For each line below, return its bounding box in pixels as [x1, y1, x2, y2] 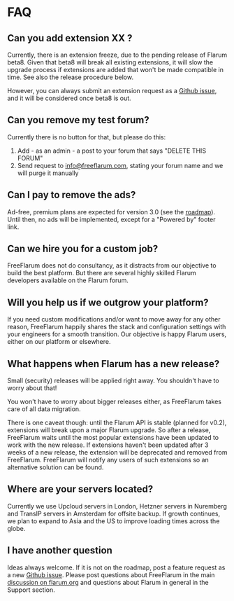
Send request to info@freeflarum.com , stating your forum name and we [17, 161, 224, 170]
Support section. [7, 586, 56, 594]
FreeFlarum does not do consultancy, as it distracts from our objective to [7, 261, 217, 270]
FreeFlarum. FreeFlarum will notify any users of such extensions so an [7, 456, 210, 464]
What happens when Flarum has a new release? [7, 358, 220, 370]
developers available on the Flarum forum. [7, 276, 129, 284]
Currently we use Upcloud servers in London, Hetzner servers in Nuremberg [7, 502, 227, 510]
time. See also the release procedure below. [7, 73, 134, 81]
